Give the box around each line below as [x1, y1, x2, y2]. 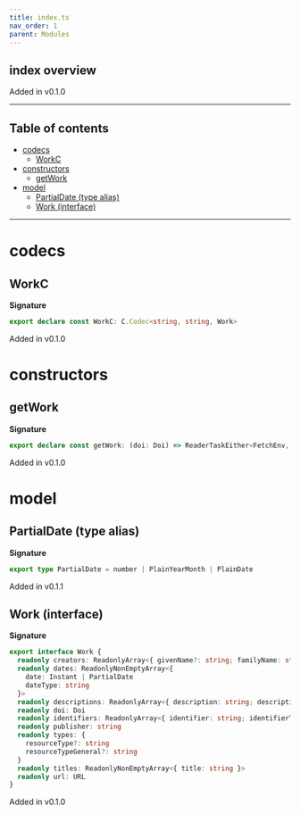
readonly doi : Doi [17, 706, 87, 715]
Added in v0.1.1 [9, 581, 64, 592]
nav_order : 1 [9, 21, 58, 30]
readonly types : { [17, 731, 87, 740]
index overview [9, 62, 96, 78]
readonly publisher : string [17, 722, 122, 732]
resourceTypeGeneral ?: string [25, 747, 138, 756]
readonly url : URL [17, 772, 87, 781]
